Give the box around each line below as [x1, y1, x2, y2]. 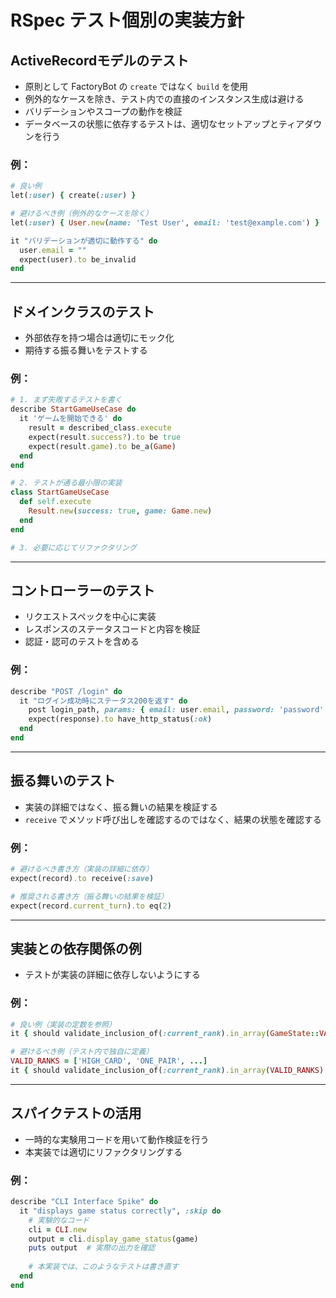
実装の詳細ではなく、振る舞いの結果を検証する [24, 801, 218, 813]
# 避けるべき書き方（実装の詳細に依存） [10, 864, 154, 874]
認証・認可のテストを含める [24, 636, 140, 648]
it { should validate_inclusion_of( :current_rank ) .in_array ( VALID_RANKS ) [10, 1066, 325, 1076]
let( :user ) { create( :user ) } [10, 191, 137, 201]
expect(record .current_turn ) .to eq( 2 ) [10, 901, 172, 911]
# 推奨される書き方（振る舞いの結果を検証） [10, 891, 169, 901]
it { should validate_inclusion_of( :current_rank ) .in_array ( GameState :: [10, 1029, 320, 1039]
